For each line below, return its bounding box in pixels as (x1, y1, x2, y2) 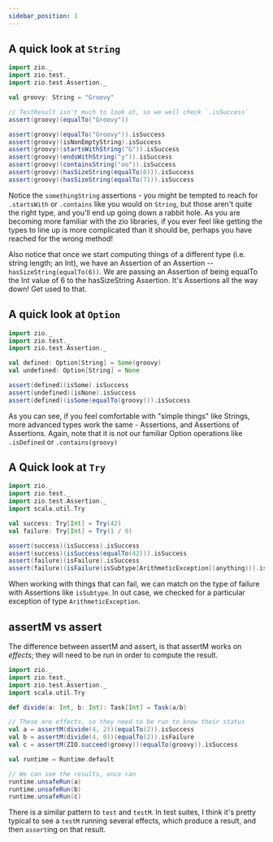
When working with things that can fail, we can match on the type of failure (8, 579, 260, 589)
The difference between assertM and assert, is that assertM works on (8, 642, 242, 651)
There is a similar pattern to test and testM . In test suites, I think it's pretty (8, 807, 257, 818)
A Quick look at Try (8, 460, 106, 474)
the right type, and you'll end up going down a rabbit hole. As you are (8, 207, 241, 217)
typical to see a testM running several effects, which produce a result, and (8, 816, 257, 826)
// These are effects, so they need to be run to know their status (8, 718, 245, 726)
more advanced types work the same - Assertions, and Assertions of (8, 420, 240, 430)
